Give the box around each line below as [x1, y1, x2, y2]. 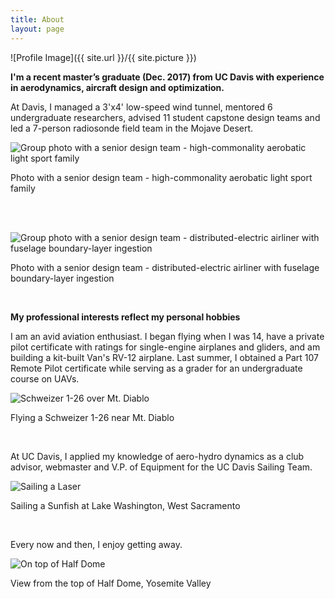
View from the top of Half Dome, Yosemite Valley [10, 577, 212, 589]
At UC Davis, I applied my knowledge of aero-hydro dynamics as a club [10, 450, 305, 462]
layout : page [10, 24, 65, 34]
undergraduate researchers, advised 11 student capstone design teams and [10, 111, 321, 123]
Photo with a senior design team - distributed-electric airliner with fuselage [10, 261, 320, 273]
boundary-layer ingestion [10, 272, 115, 284]
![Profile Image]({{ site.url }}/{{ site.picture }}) [10, 51, 197, 63]
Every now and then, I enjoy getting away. [10, 538, 183, 550]
